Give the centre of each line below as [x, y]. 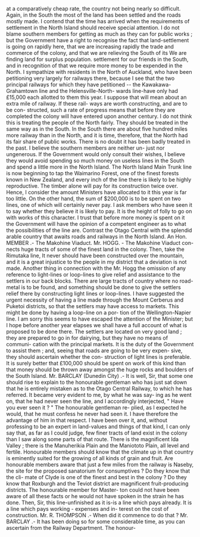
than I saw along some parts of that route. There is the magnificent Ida [93, 439]
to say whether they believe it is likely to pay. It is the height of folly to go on [99, 211]
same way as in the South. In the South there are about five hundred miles [97, 129]
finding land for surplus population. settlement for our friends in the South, [97, 59]
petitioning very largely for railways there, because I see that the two [90, 78]
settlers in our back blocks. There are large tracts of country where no [92, 281]
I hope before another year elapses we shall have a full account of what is [97, 325]
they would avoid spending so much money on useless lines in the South [95, 161]
